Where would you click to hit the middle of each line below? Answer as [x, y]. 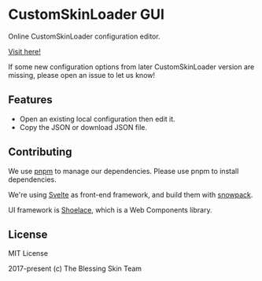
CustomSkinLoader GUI [87, 15]
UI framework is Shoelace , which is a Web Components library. [110, 209]
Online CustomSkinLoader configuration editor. [84, 36]
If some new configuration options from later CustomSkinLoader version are [131, 67]
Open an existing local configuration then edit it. [97, 119]
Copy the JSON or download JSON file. [83, 127]
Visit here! [25, 51]
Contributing [40, 152]
